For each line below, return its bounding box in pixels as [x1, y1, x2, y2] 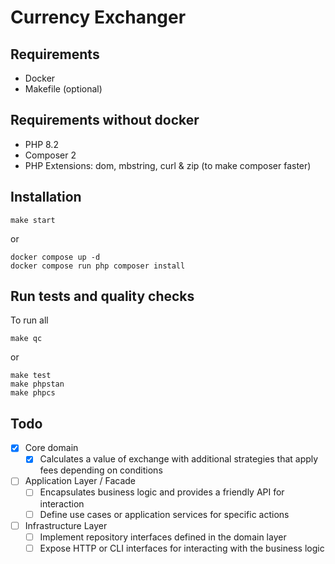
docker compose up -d [10, 252, 101, 262]
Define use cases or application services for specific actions [39, 508, 290, 520]
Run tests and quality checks [10, 288, 195, 305]
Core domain [24, 442, 79, 454]
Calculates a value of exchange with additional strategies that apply [39, 453, 319, 465]
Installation [10, 189, 82, 206]
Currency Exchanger [10, 6, 187, 29]
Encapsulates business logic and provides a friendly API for [39, 486, 285, 498]
